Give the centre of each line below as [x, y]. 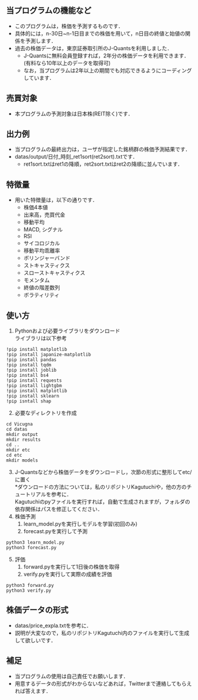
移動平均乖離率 [42, 251]
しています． [39, 78]
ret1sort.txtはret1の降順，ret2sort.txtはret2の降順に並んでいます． [103, 164]
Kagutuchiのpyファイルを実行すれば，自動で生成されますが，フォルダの [102, 502]
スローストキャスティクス [54, 273]
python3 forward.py [30, 586]
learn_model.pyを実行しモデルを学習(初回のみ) [80, 524]
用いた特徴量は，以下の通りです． [56, 200]
